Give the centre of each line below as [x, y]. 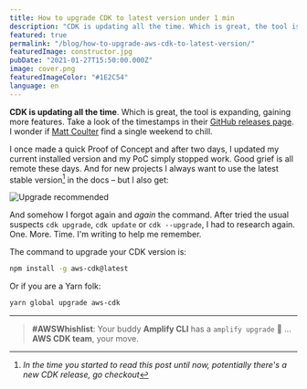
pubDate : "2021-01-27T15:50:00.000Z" [81, 60]
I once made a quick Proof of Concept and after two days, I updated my [144, 149]
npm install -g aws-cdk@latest [69, 269]
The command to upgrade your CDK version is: [98, 252]
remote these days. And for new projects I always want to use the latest [144, 168]
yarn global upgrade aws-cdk [65, 303]
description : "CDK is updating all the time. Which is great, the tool [148, 26]
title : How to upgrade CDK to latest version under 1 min [122, 18]
